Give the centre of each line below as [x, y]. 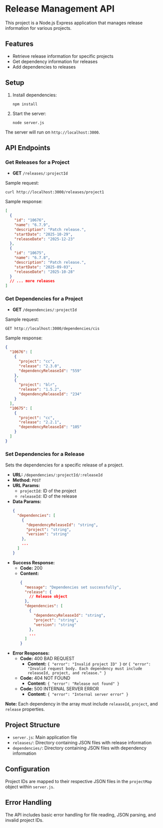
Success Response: [34, 562]
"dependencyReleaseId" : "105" [50, 427]
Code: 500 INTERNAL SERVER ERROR [59, 689]
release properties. [25, 709]
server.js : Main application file [45, 737]
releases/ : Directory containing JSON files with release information [82, 742]
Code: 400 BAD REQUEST [47, 659]
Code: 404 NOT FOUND [45, 678]
